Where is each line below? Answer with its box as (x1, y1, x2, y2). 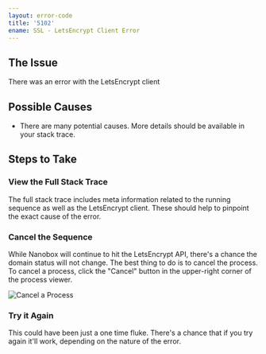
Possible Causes (8, 100, 93, 114)
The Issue (8, 56, 58, 69)
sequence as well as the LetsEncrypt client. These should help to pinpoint (8, 203, 249, 212)
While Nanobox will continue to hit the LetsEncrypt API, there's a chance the (8, 249, 258, 259)
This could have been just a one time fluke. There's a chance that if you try (8, 328, 253, 338)
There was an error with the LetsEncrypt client (8, 77, 160, 87)
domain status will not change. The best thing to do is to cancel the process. (8, 258, 258, 267)
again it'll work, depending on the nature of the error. (8, 336, 181, 346)
